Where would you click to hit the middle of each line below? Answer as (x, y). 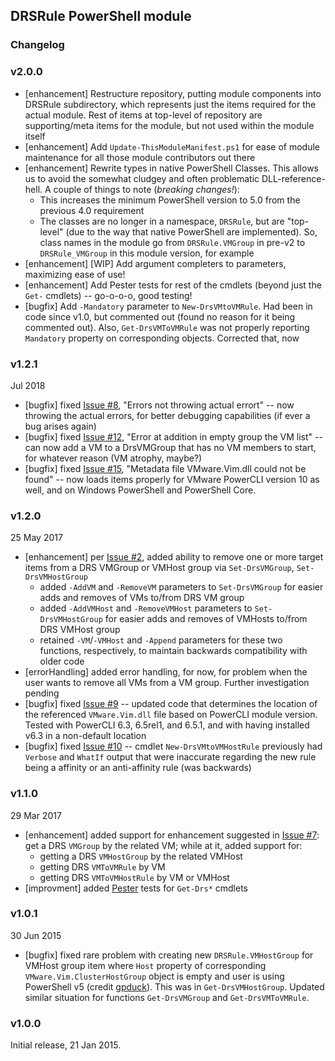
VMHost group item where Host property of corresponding (145, 965)
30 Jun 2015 (36, 935)
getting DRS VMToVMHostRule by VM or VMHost (134, 877)
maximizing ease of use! (75, 274)
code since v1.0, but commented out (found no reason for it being (160, 316)
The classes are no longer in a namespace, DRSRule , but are (162, 221)
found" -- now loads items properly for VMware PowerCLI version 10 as (172, 479)
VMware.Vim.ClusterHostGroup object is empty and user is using (154, 976)
